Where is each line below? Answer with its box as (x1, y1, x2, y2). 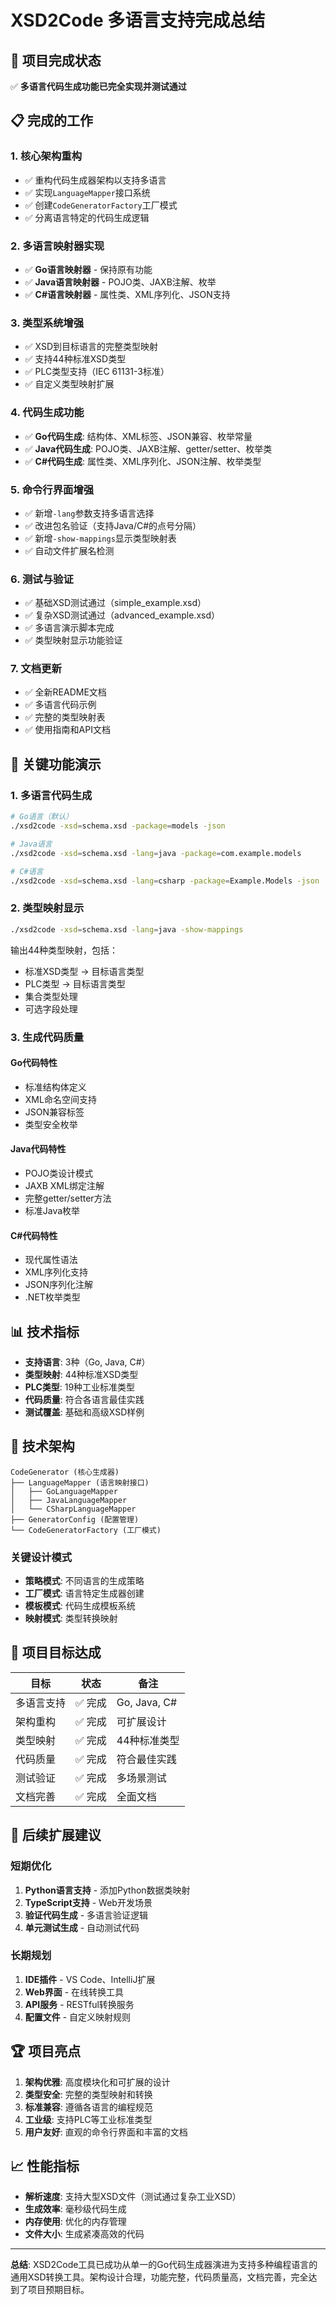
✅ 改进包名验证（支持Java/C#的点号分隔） (24, 519, 202, 531)
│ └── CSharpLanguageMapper (10, 1504, 137, 1514)
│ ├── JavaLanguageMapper (10, 1495, 128, 1505)
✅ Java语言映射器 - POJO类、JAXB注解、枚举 (24, 276, 217, 288)
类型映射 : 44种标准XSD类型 (24, 1368, 139, 1380)
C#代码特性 (10, 1229, 58, 1241)
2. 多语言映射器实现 (10, 239, 105, 253)
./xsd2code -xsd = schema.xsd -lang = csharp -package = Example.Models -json (10, 876, 320, 886)
